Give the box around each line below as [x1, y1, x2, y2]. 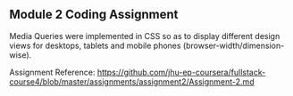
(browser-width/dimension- [182, 40, 285, 51]
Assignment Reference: [9, 67, 96, 77]
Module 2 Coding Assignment [9, 7, 179, 22]
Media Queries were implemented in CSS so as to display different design [9, 30, 280, 41]
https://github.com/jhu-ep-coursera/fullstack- [96, 67, 266, 77]
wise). [9, 49, 32, 60]
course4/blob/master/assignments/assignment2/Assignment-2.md [9, 76, 255, 87]
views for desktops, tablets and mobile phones [9, 40, 181, 51]
